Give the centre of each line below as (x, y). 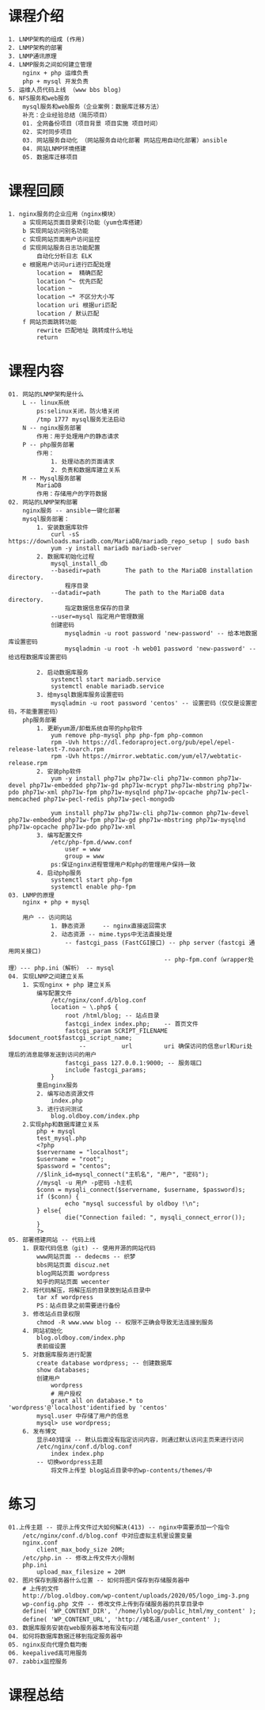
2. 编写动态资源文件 (66, 1094)
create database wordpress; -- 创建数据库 (104, 1363)
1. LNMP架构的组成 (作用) (47, 39)
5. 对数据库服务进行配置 (57, 1354)
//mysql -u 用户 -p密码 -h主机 (85, 1183)
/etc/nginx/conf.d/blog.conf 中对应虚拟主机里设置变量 (107, 1536)
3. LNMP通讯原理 (32, 56)
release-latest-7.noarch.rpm (56, 749)
